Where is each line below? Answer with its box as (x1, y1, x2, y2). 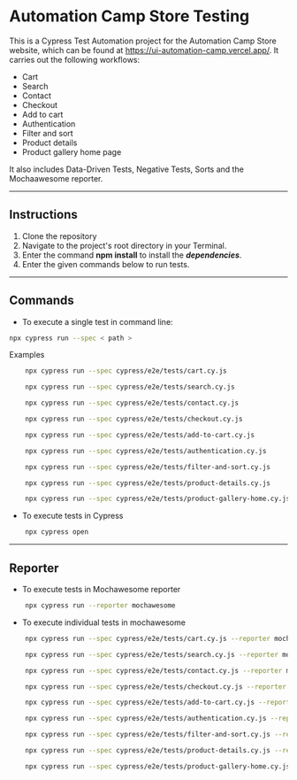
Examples (9, 350, 45, 360)
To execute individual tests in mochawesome (21, 617, 186, 628)
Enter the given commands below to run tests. (21, 259, 190, 269)
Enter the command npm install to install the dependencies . (21, 250, 242, 260)
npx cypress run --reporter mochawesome (25, 601, 176, 610)
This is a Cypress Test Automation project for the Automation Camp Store (9, 35, 277, 46)
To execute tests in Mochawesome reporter (21, 584, 181, 594)
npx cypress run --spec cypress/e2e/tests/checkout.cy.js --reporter (25, 682, 287, 691)
